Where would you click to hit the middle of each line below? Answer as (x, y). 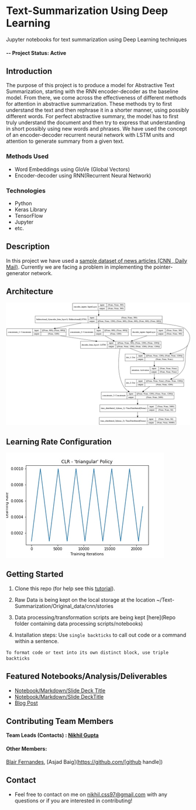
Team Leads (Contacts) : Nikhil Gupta (52, 735)
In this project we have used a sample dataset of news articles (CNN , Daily (97, 260)
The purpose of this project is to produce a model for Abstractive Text (90, 85)
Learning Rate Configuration (59, 442)
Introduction (29, 71)
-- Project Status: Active (36, 53)
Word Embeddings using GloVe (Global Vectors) (72, 169)
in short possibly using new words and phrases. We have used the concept (97, 129)
